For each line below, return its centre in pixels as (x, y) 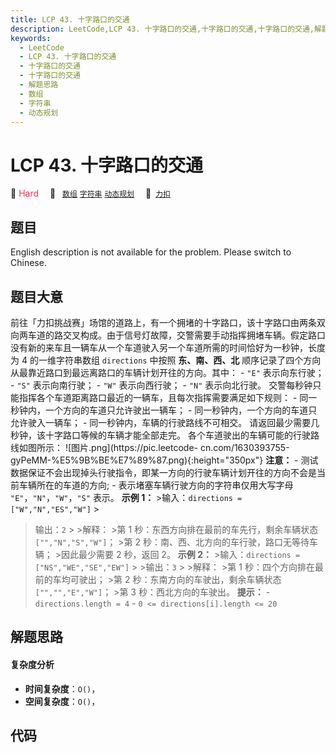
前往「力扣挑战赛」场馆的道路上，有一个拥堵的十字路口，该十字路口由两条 (163, 322)
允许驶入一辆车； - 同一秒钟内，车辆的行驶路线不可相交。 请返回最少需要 (161, 422)
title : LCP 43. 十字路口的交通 (70, 19)
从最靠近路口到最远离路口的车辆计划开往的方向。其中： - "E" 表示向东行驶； (167, 372)
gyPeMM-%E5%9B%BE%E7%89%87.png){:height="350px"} (137, 460)
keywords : (31, 38)
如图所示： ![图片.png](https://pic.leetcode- (108, 447)
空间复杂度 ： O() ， (62, 701)
